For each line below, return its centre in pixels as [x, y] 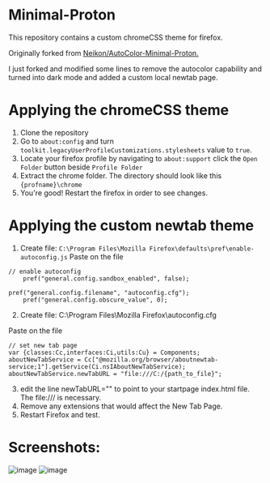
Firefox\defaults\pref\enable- [202, 249]
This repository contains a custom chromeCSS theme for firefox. [116, 37]
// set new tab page [43, 345]
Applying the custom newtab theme [131, 226]
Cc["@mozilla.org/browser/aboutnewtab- [152, 359]
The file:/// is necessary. [61, 397]
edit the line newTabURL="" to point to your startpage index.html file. [135, 389]
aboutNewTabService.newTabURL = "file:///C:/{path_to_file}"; [115, 374]
